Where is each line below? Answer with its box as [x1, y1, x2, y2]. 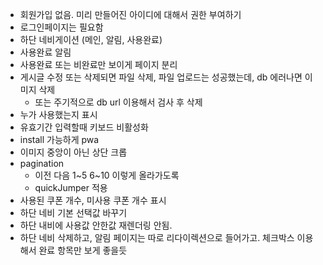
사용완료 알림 [19, 46, 72, 58]
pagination [19, 158, 65, 169]
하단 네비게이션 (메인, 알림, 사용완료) [19, 34, 163, 45]
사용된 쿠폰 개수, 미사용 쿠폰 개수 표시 [19, 194, 167, 206]
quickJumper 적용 [34, 182, 108, 193]
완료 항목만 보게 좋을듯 [38, 244, 128, 256]
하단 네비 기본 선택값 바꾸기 [19, 207, 128, 218]
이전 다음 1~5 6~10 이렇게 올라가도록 [34, 169, 180, 181]
